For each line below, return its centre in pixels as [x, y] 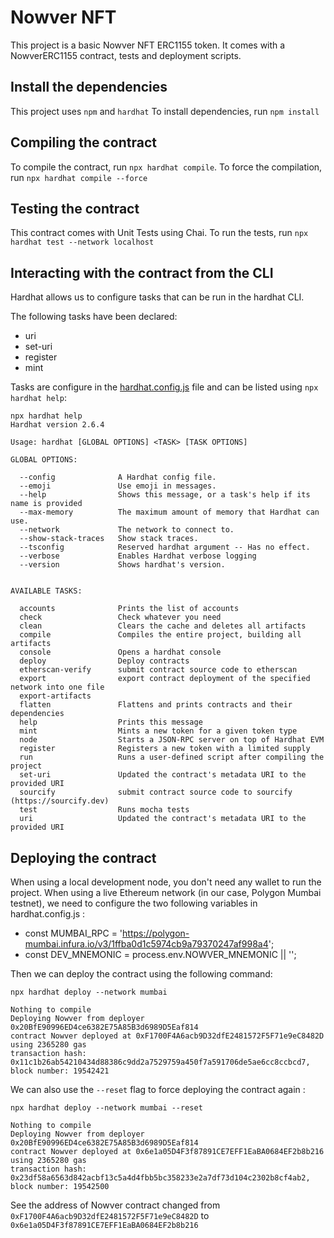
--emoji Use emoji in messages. [118, 486]
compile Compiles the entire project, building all [160, 635]
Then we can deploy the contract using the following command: [141, 974]
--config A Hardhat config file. [118, 477]
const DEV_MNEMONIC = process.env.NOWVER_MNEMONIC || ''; [160, 954]
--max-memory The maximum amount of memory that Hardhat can [169, 512]
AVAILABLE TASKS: [46, 591]
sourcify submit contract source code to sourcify [156, 792]
